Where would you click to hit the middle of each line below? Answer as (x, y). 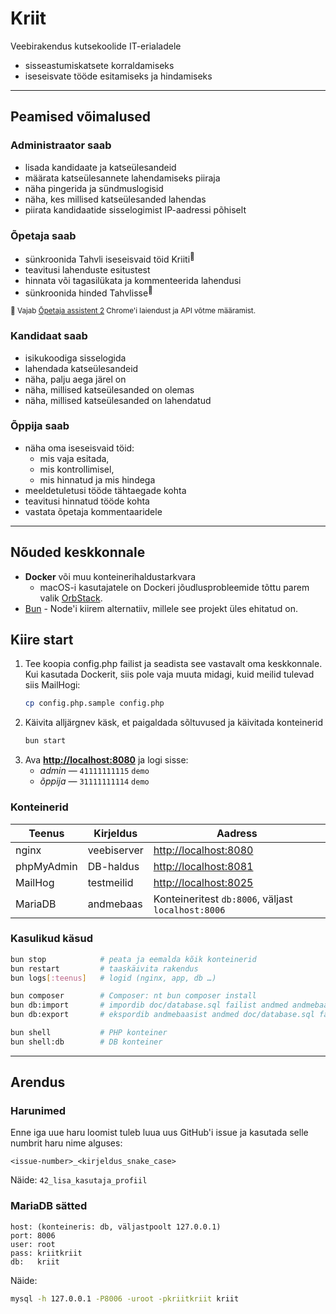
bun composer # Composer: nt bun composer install (133, 996)
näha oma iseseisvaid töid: (79, 448)
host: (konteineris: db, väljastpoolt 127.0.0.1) (116, 1227)
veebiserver (115, 850)
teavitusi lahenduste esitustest (87, 269)
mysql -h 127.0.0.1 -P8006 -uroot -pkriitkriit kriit (125, 1298)
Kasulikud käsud (51, 939)
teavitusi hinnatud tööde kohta (87, 501)
